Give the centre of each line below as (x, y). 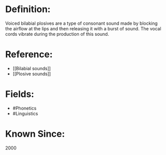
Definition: (28, 9)
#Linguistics (25, 113)
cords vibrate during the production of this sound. (57, 34)
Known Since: (35, 134)
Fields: (20, 94)
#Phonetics (25, 108)
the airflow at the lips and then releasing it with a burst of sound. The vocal (83, 28)
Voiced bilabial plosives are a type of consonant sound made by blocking (81, 23)
